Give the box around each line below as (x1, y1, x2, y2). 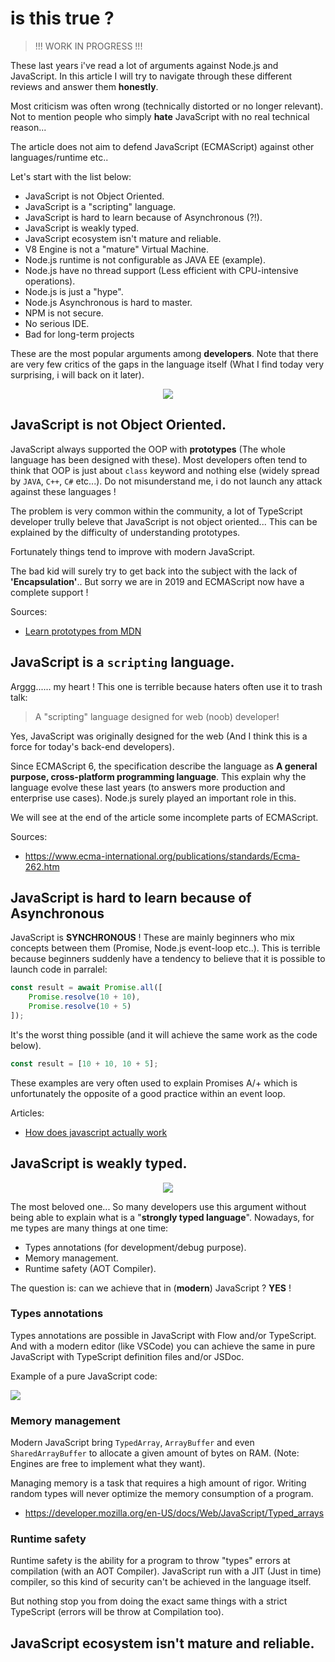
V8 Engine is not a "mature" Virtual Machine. (24, 243, 209, 255)
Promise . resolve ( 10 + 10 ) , (28, 992, 141, 1002)
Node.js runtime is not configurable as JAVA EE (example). (24, 253, 266, 266)
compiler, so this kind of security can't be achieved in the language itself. (10, 1576, 312, 1588)
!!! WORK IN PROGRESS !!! (34, 40, 143, 52)
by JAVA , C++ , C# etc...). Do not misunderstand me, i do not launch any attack (10, 475, 323, 487)
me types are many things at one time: (10, 1222, 169, 1234)
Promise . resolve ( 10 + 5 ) (28, 1002, 132, 1012)
